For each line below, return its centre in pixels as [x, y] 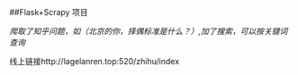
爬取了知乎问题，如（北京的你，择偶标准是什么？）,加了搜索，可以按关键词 [149, 31]
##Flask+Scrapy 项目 [49, 12]
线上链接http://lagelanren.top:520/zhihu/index [95, 61]
